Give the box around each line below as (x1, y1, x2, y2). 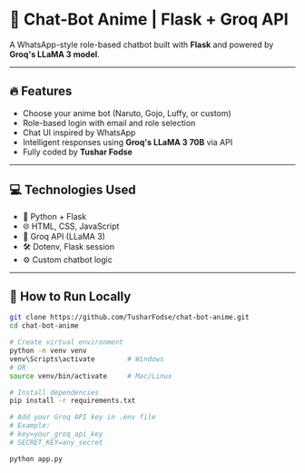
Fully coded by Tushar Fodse (22, 146, 133, 157)
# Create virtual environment (9, 338, 124, 347)
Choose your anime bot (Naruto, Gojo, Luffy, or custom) (22, 107, 231, 118)
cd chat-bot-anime (9, 321, 79, 330)
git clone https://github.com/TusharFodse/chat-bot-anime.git (9, 313, 250, 322)
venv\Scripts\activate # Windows (9, 354, 165, 363)
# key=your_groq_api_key (9, 429, 103, 439)
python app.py (9, 454, 64, 463)
